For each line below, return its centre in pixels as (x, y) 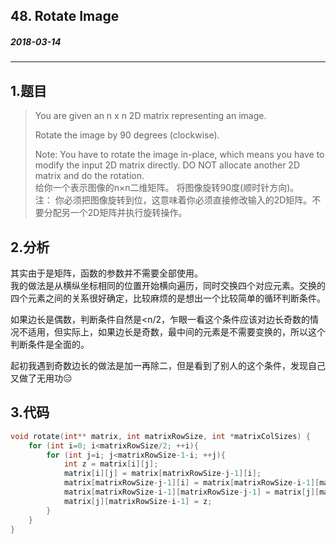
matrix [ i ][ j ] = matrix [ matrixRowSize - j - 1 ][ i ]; (162, 474)
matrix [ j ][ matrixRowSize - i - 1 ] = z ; (138, 501)
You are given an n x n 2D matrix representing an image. (150, 116)
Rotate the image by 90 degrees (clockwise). (127, 135)
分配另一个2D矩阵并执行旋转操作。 (115, 213)
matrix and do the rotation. (89, 176)
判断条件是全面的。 (50, 344)
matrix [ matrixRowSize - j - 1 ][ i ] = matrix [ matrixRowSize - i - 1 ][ (191, 483)
